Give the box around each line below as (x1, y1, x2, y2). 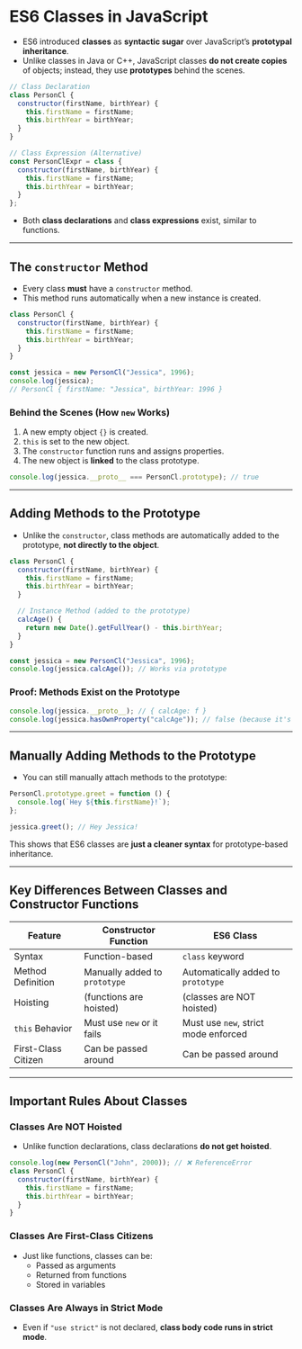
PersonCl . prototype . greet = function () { (9, 789, 171, 798)
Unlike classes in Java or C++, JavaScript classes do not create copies (22, 55, 288, 66)
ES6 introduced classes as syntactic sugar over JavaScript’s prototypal (22, 36, 292, 47)
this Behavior (13, 1021, 73, 1034)
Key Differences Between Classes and (9, 883, 227, 898)
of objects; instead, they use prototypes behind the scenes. (22, 65, 245, 76)
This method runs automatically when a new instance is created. (22, 292, 262, 303)
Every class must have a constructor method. (22, 283, 193, 293)
